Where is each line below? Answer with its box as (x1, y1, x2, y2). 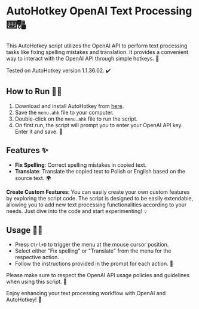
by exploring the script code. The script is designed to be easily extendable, (6, 194, 194, 202)
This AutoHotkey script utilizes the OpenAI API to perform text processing (6, 42, 188, 49)
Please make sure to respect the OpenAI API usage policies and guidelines (6, 272, 190, 279)
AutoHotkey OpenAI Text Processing (6, 4, 192, 18)
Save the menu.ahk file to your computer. (14, 109, 114, 116)
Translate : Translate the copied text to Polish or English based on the (14, 167, 186, 175)
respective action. (14, 254, 60, 261)
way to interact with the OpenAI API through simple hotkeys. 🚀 (6, 55, 160, 62)
